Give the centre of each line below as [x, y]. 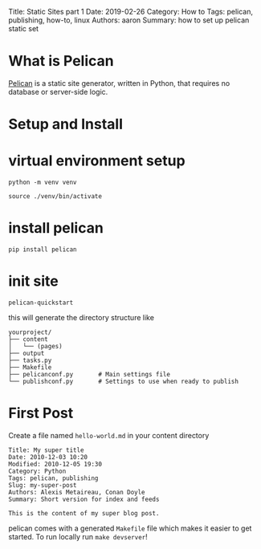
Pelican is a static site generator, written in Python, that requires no [119, 83]
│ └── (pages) [35, 346]
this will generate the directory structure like [82, 317]
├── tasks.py [30, 360]
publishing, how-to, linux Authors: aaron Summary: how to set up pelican [129, 20]
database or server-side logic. [58, 91]
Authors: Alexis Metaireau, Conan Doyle [77, 492]
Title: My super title [46, 450]
